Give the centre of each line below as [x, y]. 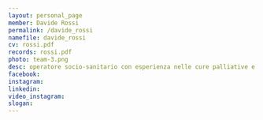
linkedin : [24, 89]
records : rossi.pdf [40, 52]
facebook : [24, 74]
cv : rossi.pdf [31, 45]
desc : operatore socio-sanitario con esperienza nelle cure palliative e [132, 67]
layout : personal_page [45, 15]
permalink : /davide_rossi [50, 30]
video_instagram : [37, 96]
